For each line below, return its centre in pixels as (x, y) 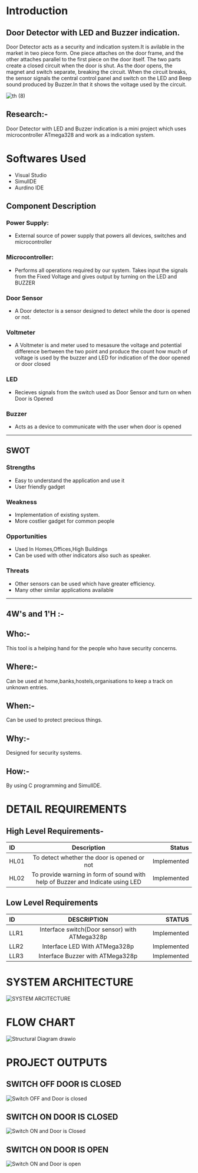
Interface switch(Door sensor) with (88, 929)
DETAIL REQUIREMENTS (66, 809)
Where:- (22, 667)
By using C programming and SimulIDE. (54, 785)
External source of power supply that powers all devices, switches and (100, 236)
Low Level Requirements (52, 903)
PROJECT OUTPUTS (57, 1062)
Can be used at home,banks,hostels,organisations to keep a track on (89, 681)
